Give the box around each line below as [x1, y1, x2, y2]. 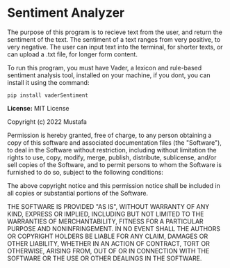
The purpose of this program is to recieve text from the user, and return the [7, 28, 223, 36]
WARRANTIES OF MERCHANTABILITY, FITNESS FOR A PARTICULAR [7, 217, 204, 226]
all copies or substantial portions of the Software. [7, 189, 148, 197]
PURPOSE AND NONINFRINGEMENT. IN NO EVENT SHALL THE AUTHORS [7, 224, 221, 232]
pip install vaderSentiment [7, 92, 89, 99]
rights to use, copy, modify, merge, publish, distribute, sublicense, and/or [7, 153, 217, 161]
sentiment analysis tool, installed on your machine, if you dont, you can [7, 71, 211, 79]
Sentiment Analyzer [7, 5, 125, 21]
